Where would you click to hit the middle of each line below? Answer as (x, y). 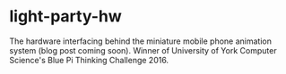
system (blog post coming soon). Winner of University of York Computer (143, 50)
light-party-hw (66, 16)
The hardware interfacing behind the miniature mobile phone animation (140, 41)
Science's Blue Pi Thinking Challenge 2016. (89, 60)
